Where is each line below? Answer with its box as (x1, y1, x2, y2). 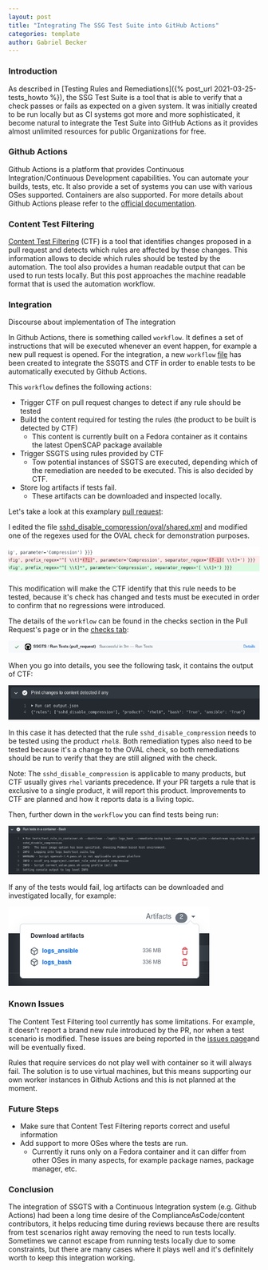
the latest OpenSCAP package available (31, 440, 163, 450)
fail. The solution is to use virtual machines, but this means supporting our (8, 1066, 252, 1076)
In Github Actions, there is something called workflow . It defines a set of (8, 333, 243, 343)
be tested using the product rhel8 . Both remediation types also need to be (8, 736, 253, 746)
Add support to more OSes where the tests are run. (19, 1139, 189, 1148)
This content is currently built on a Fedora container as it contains (31, 432, 248, 442)
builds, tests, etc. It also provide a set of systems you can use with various (8, 181, 253, 191)
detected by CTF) (19, 423, 78, 433)
